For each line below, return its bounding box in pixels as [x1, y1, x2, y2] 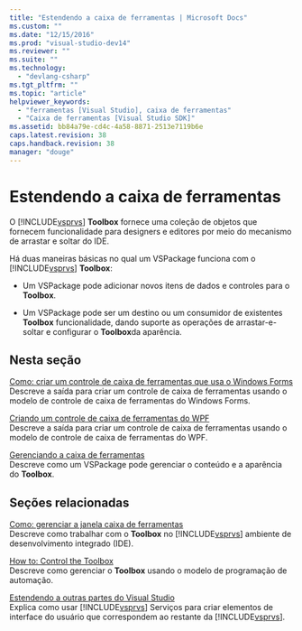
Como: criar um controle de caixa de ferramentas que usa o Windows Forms [9, 376, 293, 387]
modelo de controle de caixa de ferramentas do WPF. [9, 432, 208, 443]
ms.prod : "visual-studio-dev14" [9, 38, 131, 48]
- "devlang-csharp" [17, 72, 91, 81]
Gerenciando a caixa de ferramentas [9, 450, 145, 460]
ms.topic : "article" [9, 88, 87, 97]
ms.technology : [9, 64, 67, 73]
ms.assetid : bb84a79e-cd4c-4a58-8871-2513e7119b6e [9, 123, 204, 132]
